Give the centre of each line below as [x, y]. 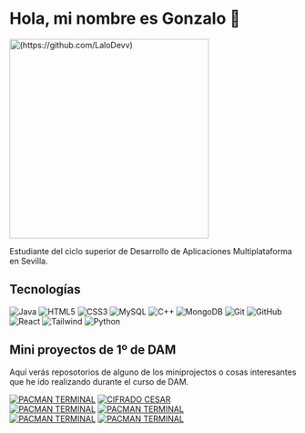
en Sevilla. [29, 261]
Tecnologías [45, 289]
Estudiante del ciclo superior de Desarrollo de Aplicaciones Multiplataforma [151, 251]
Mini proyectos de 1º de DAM [93, 350]
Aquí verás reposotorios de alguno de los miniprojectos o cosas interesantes [153, 372]
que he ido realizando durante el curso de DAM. [99, 381]
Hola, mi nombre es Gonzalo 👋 [125, 19]
